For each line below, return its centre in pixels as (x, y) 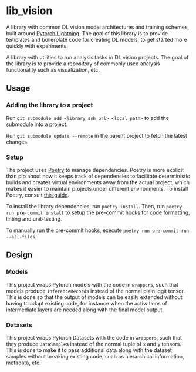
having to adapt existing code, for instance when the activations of (87, 303)
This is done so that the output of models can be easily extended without (94, 297)
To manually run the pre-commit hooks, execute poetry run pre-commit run (98, 230)
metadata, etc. (23, 363)
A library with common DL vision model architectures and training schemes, (98, 27)
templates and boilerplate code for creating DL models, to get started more (97, 39)
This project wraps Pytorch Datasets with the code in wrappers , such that (94, 337)
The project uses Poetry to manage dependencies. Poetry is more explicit (95, 170)
